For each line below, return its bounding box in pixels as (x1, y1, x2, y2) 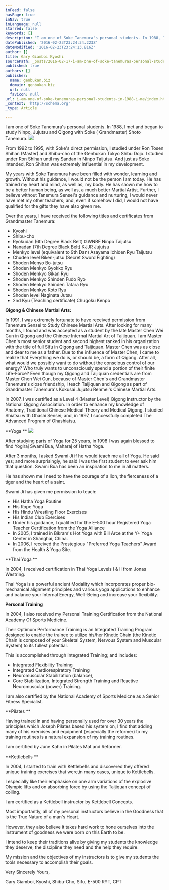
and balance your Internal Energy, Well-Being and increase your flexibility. (5, 592, 158, 597)
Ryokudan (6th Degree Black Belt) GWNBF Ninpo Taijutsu (12, 239, 132, 244)
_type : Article (5, 106, 37, 111)
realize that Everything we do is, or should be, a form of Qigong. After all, (5, 355, 157, 360)
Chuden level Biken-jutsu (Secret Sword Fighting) (12, 255, 115, 260)
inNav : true (5, 17, 30, 22)
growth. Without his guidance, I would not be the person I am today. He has (5, 176, 161, 182)
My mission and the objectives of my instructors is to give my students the (5, 854, 159, 860)
